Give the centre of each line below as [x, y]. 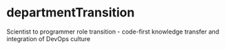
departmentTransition [71, 13]
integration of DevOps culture [49, 38]
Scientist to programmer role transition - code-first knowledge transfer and [113, 32]
